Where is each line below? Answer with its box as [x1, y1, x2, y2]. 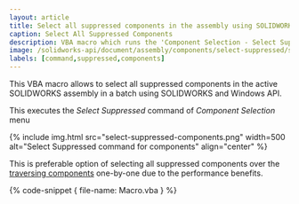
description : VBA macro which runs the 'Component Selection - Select [9, 37, 277, 47]
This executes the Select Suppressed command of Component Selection [9, 106, 276, 115]
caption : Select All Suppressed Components [9, 29, 174, 38]
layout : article [9, 12, 69, 22]
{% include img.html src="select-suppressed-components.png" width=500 [9, 132, 287, 142]
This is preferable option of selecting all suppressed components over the [9, 159, 280, 169]
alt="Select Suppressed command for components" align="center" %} [9, 141, 269, 152]
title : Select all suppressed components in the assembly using [9, 21, 253, 30]
